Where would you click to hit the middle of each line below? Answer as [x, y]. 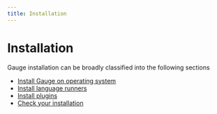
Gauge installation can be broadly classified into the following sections [109, 67]
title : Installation [37, 14]
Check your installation [50, 103]
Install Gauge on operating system [67, 81]
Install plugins [37, 95]
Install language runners [52, 88]
